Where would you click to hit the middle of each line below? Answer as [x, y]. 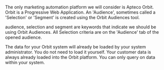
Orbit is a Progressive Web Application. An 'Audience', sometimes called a [80, 12]
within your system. [25, 62]
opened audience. [23, 37]
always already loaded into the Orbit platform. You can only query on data [80, 57]
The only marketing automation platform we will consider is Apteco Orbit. [80, 7]
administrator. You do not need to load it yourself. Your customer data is [78, 52]
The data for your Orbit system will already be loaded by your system [76, 47]
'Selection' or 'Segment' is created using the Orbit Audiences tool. [72, 17]
